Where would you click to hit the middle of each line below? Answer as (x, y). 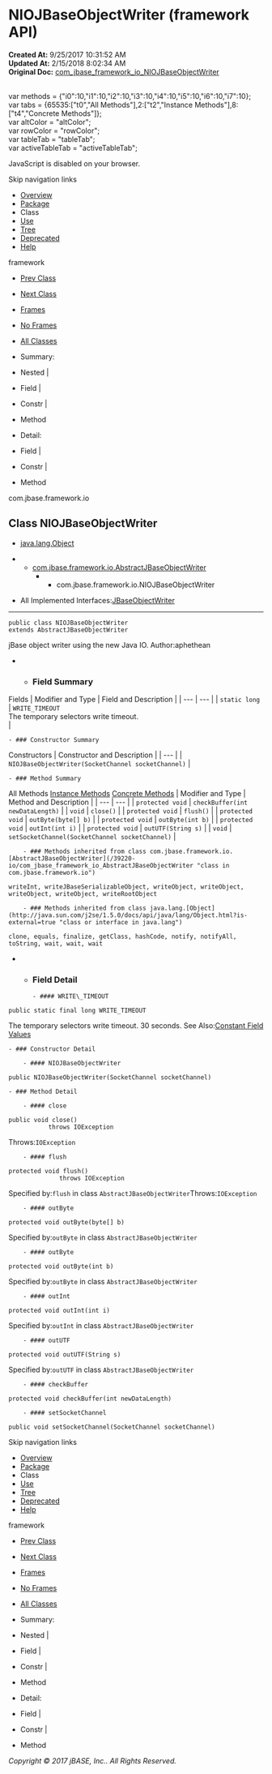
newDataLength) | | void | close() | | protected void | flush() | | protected (131, 811)
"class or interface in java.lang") (121, 923)
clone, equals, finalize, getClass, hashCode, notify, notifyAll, (123, 937)
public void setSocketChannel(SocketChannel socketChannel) (112, 1427)
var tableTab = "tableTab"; (52, 139)
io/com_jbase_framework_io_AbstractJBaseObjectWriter (101, 866)
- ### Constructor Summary (54, 740)
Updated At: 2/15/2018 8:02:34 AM (67, 63)
